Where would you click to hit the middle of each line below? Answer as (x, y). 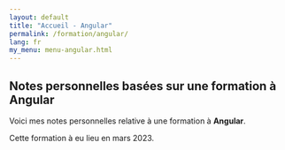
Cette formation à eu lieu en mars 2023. (82, 138)
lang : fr (25, 42)
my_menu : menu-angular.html (61, 50)
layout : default (39, 17)
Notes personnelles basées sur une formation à (143, 86)
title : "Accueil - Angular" (61, 26)
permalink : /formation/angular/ (69, 34)
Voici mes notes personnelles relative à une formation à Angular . (127, 121)
